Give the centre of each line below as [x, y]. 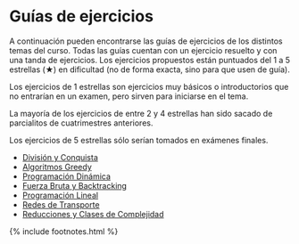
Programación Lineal [60, 195]
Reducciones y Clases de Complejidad [93, 214]
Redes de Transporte [61, 204]
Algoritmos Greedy [57, 167]
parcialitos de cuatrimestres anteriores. [81, 123]
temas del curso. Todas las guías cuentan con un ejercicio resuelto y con [143, 50]
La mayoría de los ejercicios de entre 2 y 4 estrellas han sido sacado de [141, 113]
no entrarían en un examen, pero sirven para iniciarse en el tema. [129, 96]
